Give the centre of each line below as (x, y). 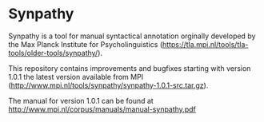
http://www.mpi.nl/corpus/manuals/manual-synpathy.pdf (102, 109)
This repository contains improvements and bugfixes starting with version (130, 68)
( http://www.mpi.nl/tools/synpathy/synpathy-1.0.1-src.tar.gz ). (108, 85)
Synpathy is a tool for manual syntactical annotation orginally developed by (132, 36)
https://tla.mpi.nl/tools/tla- (206, 44)
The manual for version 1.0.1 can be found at (81, 100)
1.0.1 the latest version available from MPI (76, 77)
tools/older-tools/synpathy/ (53, 53)
